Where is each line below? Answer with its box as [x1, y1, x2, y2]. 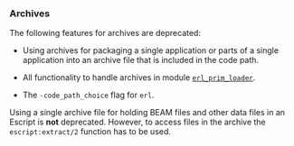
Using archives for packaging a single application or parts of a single [22, 45, 279, 56]
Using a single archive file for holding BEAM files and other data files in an [9, 107, 286, 118]
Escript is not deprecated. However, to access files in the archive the [9, 116, 267, 128]
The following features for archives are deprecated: [9, 28, 202, 39]
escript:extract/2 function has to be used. [9, 126, 172, 137]
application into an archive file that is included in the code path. [22, 55, 260, 66]
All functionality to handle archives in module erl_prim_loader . [22, 72, 256, 83]
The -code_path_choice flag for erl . [22, 89, 155, 101]
